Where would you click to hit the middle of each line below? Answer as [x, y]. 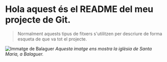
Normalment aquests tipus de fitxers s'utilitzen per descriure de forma [90, 33]
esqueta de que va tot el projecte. [52, 39]
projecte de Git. [38, 20]
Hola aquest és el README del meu [79, 9]
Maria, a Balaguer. [24, 54]
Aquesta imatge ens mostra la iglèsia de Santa [103, 48]
